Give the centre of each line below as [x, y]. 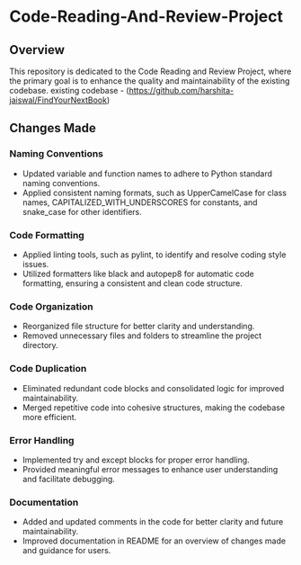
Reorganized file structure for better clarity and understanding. [138, 327]
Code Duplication [48, 369]
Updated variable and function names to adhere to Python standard [147, 174]
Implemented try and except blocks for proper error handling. [136, 460]
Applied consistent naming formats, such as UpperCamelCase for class [155, 193]
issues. [35, 264]
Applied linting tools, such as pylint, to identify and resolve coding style [154, 255]
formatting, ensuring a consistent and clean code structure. [132, 283]
